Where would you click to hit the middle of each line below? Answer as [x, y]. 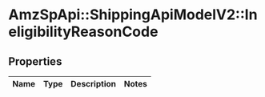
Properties [35, 61]
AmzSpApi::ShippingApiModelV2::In [133, 15]
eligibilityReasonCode [83, 32]
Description [93, 84]
